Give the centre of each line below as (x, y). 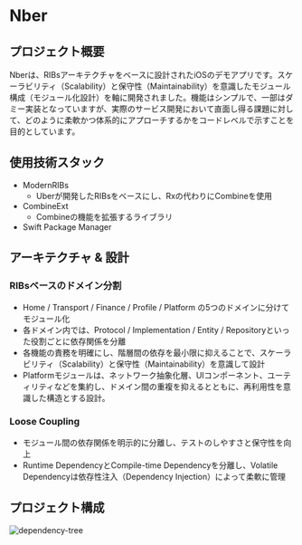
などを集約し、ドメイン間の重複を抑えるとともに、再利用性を (169, 387)
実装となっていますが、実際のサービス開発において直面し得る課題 (147, 109)
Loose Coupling (45, 422)
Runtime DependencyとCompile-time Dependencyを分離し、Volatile (150, 465)
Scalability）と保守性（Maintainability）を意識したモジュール (178, 86)
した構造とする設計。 (70, 397)
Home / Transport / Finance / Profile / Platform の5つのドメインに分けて (156, 307)
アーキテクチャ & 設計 (69, 258)
